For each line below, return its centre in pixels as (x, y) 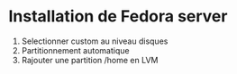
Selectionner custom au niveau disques (95, 41)
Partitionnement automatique (75, 50)
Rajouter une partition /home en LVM (90, 60)
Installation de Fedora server (118, 16)
